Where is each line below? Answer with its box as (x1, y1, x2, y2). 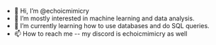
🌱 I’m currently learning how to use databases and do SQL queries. (13, 22, 210, 30)
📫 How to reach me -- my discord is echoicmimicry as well (13, 30, 188, 38)
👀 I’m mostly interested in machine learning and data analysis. (13, 14, 195, 22)
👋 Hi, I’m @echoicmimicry (13, 7, 90, 15)
